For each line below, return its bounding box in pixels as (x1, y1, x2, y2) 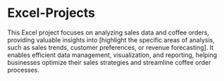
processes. (7, 66, 40, 74)
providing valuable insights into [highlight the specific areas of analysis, (7, 35, 215, 44)
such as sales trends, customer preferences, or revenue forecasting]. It (7, 43, 214, 51)
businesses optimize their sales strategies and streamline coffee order (7, 58, 211, 66)
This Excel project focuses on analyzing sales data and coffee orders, (7, 28, 210, 37)
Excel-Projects (7, 5, 96, 21)
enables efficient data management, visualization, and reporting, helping (7, 51, 218, 59)
